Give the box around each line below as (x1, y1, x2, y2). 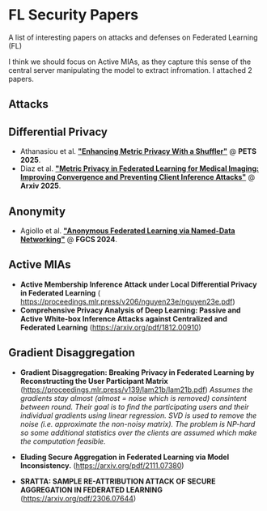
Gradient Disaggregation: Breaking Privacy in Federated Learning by (19, 367, 255, 377)
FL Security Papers (8, 6, 139, 24)
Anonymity (8, 204, 66, 218)
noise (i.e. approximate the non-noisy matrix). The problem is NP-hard (19, 419, 256, 428)
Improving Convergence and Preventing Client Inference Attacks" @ (19, 172, 256, 182)
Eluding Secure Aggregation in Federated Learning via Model (19, 452, 229, 462)
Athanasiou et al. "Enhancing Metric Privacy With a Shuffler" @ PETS (19, 147, 257, 156)
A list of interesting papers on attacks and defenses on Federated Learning (8, 32, 258, 42)
